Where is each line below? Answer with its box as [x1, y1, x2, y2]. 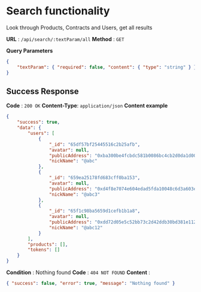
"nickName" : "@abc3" [48, 191, 100, 198]
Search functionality [6, 4, 110, 18]
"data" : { [17, 125, 42, 131]
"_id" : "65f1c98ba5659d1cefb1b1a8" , [48, 208, 141, 214]
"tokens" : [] [28, 247, 60, 253]
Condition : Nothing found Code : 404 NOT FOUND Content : [6, 269, 151, 276]
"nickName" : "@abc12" [48, 225, 103, 230]
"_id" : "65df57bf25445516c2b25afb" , [48, 142, 141, 147]
